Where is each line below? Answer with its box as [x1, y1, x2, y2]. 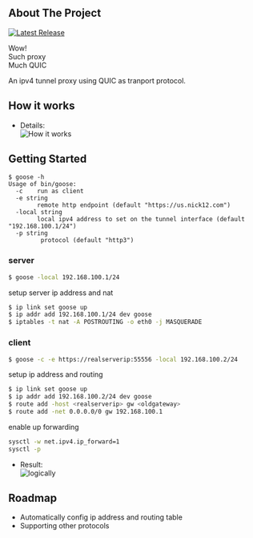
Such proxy [8, 51, 46, 61]
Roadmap [8, 491, 58, 505]
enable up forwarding [8, 422, 79, 431]
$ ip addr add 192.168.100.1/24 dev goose [8, 310, 152, 319]
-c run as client [15, 188, 84, 196]
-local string [15, 208, 62, 216]
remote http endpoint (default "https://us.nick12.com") [37, 201, 231, 209]
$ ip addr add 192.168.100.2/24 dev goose [8, 393, 152, 401]
